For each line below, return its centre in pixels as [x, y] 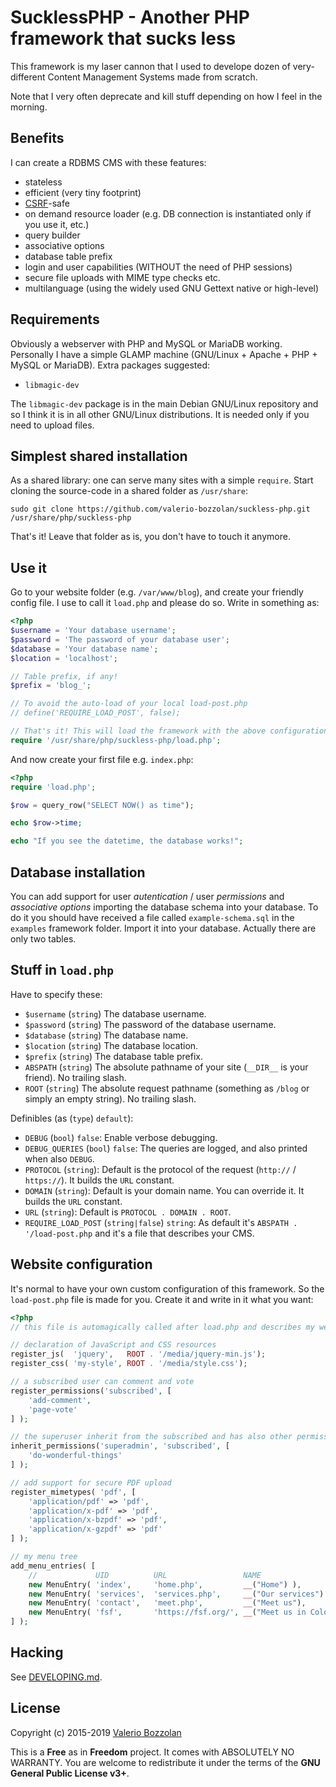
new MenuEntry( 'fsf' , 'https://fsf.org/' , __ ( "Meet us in [167, 1612]
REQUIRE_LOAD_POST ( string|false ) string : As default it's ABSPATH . [161, 1222]
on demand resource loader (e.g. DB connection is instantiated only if [168, 213]
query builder [52, 235]
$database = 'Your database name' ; [84, 649]
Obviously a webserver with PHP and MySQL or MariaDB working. [146, 343]
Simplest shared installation [99, 456]
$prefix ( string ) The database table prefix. [113, 1056]
